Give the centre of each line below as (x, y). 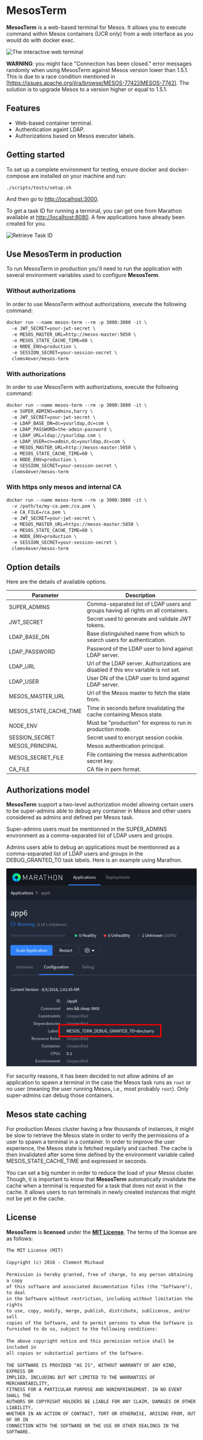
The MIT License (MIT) (35, 1250)
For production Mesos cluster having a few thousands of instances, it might (100, 1128)
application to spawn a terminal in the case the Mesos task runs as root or (99, 1082)
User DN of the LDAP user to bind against (138, 678)
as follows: (20, 1239)
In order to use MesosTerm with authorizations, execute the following (92, 387)
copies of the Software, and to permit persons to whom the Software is (100, 1323)
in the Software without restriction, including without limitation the (100, 1298)
